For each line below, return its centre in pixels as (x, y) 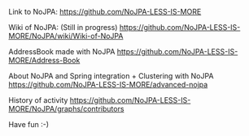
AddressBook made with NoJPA (62, 51)
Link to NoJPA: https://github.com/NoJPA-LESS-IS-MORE (105, 12)
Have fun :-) (29, 124)
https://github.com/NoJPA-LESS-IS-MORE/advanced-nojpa (108, 85)
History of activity (38, 100)
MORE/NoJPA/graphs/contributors (66, 109)
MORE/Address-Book (44, 60)
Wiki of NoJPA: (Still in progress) (63, 27)
